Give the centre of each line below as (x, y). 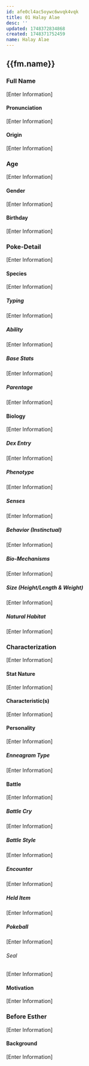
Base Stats (20, 358)
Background (22, 1043)
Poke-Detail (24, 247)
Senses (16, 501)
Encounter (19, 869)
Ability (15, 329)
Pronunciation (24, 108)
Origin (14, 135)
